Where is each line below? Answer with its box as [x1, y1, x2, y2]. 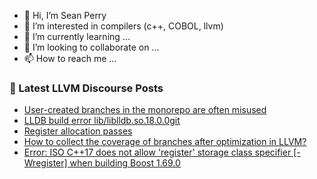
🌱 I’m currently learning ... [23, 31, 131, 42]
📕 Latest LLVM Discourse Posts [9, 81, 164, 95]
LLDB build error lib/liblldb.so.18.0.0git [23, 115, 181, 127]
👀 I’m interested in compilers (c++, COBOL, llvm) [23, 20, 224, 32]
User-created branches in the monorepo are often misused [23, 104, 267, 116]
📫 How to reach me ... [23, 53, 117, 64]
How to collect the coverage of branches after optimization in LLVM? [23, 136, 307, 148]
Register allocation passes [23, 125, 133, 137]
